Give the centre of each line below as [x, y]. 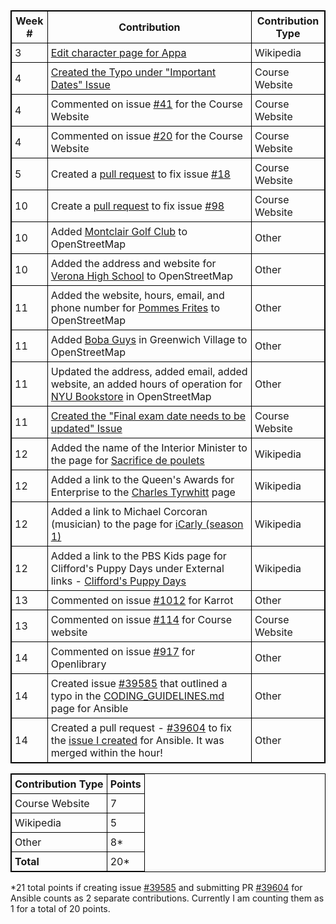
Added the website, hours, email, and [137, 295]
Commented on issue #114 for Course [141, 619]
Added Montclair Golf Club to [119, 231]
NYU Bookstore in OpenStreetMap [131, 396]
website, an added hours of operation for [146, 384]
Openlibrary [78, 664]
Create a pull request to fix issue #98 [137, 206]
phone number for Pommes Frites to [135, 307]
